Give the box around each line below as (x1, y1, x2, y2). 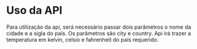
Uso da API (6, 4, 62, 17)
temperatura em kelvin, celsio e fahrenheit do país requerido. (6, 36, 159, 43)
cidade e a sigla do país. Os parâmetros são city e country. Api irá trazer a (6, 29, 192, 36)
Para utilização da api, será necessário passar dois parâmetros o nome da (6, 23, 192, 30)
